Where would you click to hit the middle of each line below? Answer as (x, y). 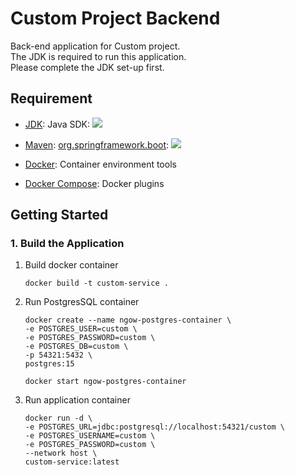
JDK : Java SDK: (57, 124)
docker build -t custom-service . (96, 283)
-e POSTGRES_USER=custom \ (81, 329)
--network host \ (61, 453)
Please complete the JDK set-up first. (87, 67)
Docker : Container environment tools (100, 164)
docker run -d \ (58, 418)
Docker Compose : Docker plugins (94, 183)
